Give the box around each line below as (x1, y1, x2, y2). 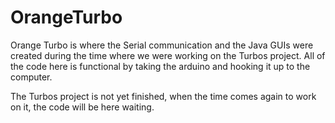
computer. (10, 71, 53, 83)
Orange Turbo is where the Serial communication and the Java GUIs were (10, 39, 314, 51)
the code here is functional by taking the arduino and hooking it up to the (10, 60, 311, 72)
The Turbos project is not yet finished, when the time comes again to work (10, 90, 317, 102)
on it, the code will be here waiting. (10, 101, 155, 113)
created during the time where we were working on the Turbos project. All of (10, 49, 326, 61)
